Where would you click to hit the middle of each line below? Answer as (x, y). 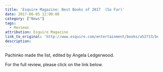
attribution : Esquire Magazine (37, 32)
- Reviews (19, 28)
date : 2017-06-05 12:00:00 (32, 14)
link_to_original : (24, 37)
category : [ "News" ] (25, 18)
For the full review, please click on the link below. (54, 64)
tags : (10, 23)
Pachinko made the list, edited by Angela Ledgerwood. (60, 55)
